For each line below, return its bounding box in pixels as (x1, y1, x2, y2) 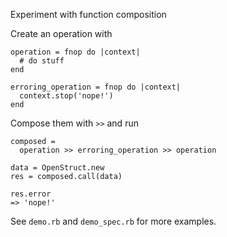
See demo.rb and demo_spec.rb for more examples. (10, 215, 217, 227)
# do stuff (19, 56, 65, 66)
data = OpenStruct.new (10, 163, 105, 173)
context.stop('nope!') (19, 91, 114, 101)
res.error (10, 189, 52, 199)
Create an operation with (10, 28, 113, 39)
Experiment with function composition (10, 9, 167, 20)
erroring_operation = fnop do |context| (10, 82, 182, 92)
